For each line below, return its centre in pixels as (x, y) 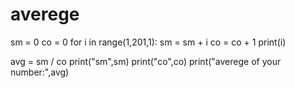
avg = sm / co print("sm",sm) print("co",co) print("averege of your (146, 61)
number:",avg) (40, 72)
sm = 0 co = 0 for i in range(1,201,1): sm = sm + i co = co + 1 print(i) (148, 42)
